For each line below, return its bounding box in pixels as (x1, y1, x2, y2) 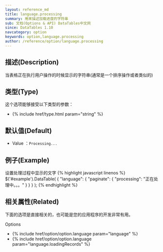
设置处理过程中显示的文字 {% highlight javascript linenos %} (5, 170, 126, 175)
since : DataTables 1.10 (5, 25, 54, 30)
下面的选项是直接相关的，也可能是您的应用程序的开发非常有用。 (5, 212, 133, 217)
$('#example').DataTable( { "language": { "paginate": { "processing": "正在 (5, 176, 154, 182)
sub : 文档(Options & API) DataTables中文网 (5, 20, 91, 26)
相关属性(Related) (5, 198, 59, 206)
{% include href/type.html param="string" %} (12, 111, 104, 117)
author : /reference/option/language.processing (5, 39, 104, 44)
